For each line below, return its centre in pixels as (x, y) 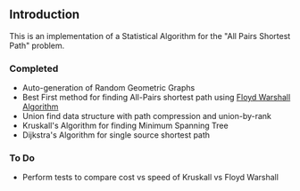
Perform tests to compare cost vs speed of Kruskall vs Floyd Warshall (150, 178)
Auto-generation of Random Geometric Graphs (108, 88)
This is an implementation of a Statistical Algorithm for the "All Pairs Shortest (150, 36)
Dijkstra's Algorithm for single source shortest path (116, 135)
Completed (34, 68)
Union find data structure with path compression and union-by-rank (147, 116)
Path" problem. (37, 45)
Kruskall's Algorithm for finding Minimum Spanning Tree (125, 126)
